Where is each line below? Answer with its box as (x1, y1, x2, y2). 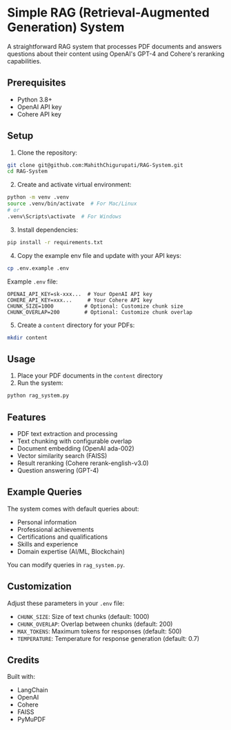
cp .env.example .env (7, 264, 70, 272)
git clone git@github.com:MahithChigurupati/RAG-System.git (7, 161, 184, 168)
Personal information (17, 517, 77, 526)
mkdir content (7, 334, 48, 341)
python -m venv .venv (7, 194, 70, 201)
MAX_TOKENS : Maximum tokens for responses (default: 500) (17, 627, 182, 635)
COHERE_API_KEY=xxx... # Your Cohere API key (7, 297, 153, 304)
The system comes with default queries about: (7, 504, 139, 513)
